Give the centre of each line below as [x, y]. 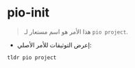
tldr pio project [32, 57]
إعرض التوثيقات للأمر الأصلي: [54, 45]
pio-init [28, 13]
